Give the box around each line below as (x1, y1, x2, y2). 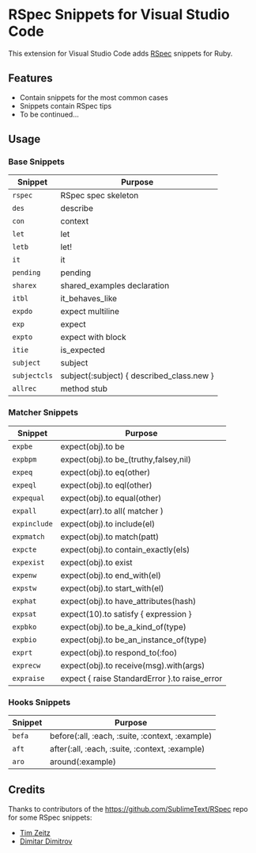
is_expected (60, 345, 105, 356)
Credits (8, 783, 46, 797)
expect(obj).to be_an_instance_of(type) (60, 634, 207, 645)
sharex (12, 281, 37, 290)
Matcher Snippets (8, 407, 79, 418)
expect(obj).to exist (60, 557, 133, 568)
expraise (12, 674, 45, 683)
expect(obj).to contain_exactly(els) (60, 544, 190, 555)
